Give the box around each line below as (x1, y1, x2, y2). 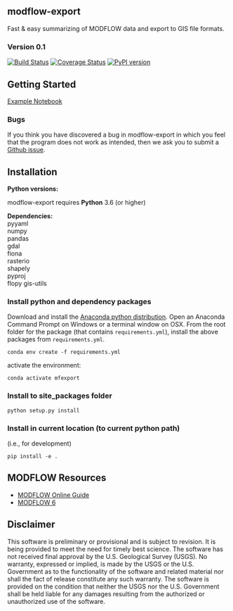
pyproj (7, 272, 26, 280)
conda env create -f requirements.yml (7, 348, 121, 356)
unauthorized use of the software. (7, 597, 106, 605)
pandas (7, 234, 29, 243)
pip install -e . (7, 453, 58, 460)
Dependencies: (7, 212, 53, 220)
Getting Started (7, 78, 76, 90)
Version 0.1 (7, 42, 46, 51)
